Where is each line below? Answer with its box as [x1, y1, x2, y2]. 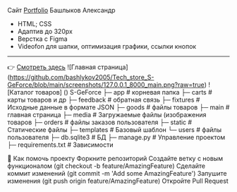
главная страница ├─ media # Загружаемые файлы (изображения [7, 111, 207, 119]
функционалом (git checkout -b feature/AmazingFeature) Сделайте [7, 162, 206, 170]
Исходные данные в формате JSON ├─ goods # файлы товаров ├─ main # [7, 103, 230, 112]
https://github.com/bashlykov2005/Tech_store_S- [9, 73, 154, 81]
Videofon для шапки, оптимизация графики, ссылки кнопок [17, 42, 197, 50]
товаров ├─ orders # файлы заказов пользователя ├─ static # [7, 118, 193, 126]
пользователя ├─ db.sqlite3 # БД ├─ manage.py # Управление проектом [7, 133, 226, 141]
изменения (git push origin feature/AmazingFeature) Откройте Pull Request [7, 176, 229, 185]
